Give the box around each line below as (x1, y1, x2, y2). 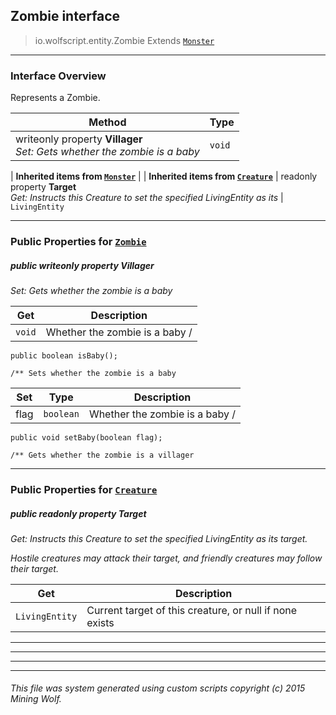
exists (86, 615, 115, 629)
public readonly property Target (10, 507, 147, 519)
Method (88, 115, 127, 129)
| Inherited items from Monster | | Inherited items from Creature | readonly (10, 170, 318, 183)
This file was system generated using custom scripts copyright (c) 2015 (10, 682, 306, 694)
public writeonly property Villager (10, 259, 155, 271)
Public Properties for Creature (10, 482, 158, 496)
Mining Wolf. (10, 693, 62, 705)
